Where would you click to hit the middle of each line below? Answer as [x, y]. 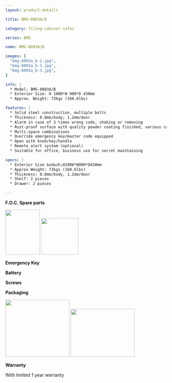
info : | [14, 84]
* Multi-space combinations [40, 132]
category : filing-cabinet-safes [40, 29]
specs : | [15, 160]
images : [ [16, 56]
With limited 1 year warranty [35, 375]
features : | [18, 108]
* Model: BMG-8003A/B [33, 89]
